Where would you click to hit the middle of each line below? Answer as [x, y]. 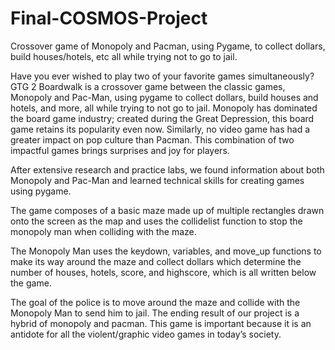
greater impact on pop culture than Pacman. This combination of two [152, 139]
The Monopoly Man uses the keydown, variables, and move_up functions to [166, 251]
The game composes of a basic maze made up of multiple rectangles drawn [167, 210]
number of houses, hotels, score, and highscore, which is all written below [163, 272]
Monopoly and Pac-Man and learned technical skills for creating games [157, 180]
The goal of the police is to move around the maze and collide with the [155, 302]
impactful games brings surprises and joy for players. [120, 150]
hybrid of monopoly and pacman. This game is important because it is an [161, 323]
